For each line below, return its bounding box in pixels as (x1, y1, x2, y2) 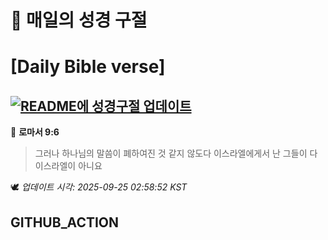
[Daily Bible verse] (10, 56, 166, 78)
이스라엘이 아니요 (34, 160, 103, 172)
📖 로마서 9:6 (10, 126, 60, 138)
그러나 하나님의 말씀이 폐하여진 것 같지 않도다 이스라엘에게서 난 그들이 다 (34, 147, 318, 160)
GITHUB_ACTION (10, 214, 120, 231)
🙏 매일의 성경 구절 (10, 9, 148, 32)
